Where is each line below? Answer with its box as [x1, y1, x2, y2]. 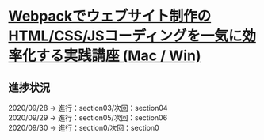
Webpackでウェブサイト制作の [8, 7, 212, 25]
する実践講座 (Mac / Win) [36, 47, 201, 65]
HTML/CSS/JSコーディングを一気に [8, 27, 243, 45]
